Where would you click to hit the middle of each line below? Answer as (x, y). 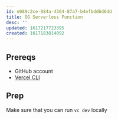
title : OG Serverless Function (45, 17)
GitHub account (34, 71)
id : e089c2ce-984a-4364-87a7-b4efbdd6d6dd (59, 11)
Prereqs (21, 57)
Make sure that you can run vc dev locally (57, 110)
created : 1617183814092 (35, 33)
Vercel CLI (27, 77)
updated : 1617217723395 (35, 28)
